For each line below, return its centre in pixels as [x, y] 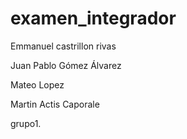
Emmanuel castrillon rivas [63, 46]
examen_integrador [93, 18]
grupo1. [26, 123]
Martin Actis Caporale [55, 104]
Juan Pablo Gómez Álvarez [66, 65]
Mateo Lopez [37, 84]
